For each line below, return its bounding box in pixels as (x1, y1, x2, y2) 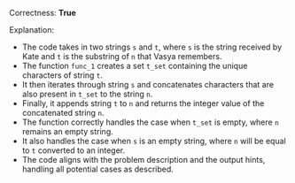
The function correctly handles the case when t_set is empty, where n (21, 117, 279, 127)
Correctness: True (9, 8, 77, 18)
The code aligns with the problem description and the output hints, (21, 155, 266, 164)
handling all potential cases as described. (21, 164, 175, 174)
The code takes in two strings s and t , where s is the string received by (21, 42, 283, 52)
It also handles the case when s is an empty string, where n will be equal (21, 136, 286, 146)
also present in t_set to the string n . (21, 88, 153, 99)
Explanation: (9, 25, 55, 34)
